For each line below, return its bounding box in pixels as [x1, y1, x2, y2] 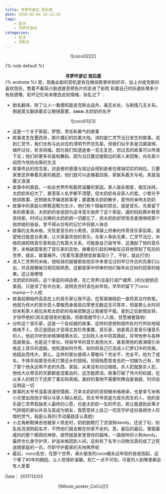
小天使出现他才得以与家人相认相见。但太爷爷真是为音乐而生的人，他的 [12, 394, 156, 400]
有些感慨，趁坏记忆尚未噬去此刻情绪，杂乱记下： [5, 91, 105, 97]
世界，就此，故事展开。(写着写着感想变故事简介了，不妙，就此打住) [12, 252, 151, 258]
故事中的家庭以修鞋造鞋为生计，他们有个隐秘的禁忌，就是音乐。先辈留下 [12, 203, 160, 209]
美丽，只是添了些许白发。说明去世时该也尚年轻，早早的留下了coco [12, 283, 149, 289]
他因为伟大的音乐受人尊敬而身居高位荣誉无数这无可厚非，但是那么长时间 [12, 302, 160, 308]
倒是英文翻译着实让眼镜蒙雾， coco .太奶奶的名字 [12, 108, 111, 114]
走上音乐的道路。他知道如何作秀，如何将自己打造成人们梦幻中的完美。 [16, 345, 160, 351]
